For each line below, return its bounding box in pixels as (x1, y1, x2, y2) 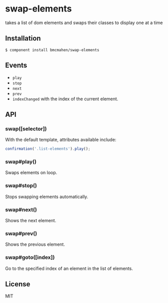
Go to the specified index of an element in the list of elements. (5, 265, 133, 271)
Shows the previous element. (5, 241, 65, 247)
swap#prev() (5, 230, 37, 237)
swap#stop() (5, 182, 37, 189)
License (5, 280, 30, 288)
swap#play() (5, 159, 36, 166)
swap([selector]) (5, 125, 47, 132)
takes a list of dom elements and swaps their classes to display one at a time (5, 20, 163, 26)
